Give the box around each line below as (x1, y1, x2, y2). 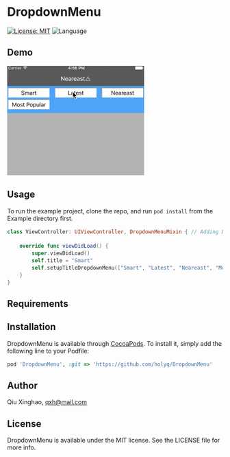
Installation (7, 321, 56, 333)
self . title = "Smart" (31, 257, 94, 264)
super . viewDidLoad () (31, 250, 90, 257)
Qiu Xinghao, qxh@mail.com (7, 398, 88, 406)
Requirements (7, 298, 68, 309)
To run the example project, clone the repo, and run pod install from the (7, 207, 214, 215)
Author (7, 380, 38, 392)
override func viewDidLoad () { (19, 243, 109, 250)
